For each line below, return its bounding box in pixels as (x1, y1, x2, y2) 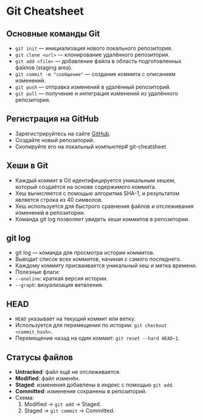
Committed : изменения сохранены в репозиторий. (15, 388, 147, 395)
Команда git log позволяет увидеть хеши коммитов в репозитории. (15, 215, 190, 222)
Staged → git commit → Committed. (24, 407, 115, 415)
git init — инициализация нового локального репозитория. (15, 44, 173, 52)
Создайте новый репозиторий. (15, 136, 95, 143)
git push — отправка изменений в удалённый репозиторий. (15, 83, 171, 91)
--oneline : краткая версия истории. (15, 275, 108, 282)
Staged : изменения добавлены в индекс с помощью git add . (15, 381, 174, 388)
